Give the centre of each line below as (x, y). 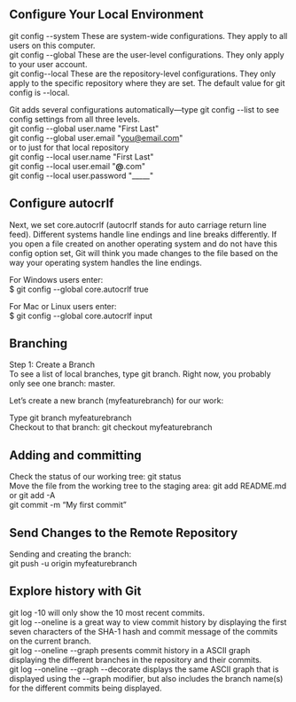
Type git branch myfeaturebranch (70, 418)
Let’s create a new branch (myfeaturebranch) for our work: (117, 401)
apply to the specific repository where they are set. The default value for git (147, 82)
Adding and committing (75, 455)
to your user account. (48, 64)
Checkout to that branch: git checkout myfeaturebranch (111, 427)
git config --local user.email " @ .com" (78, 166)
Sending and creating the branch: (70, 554)
